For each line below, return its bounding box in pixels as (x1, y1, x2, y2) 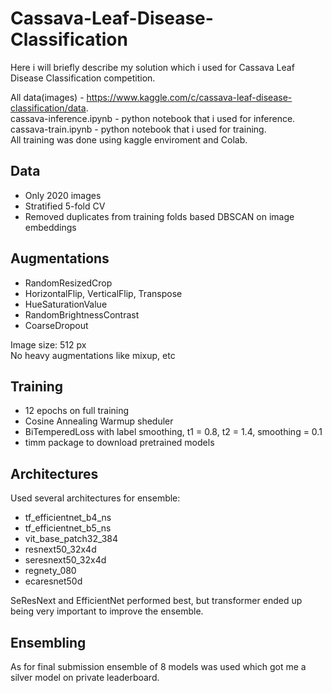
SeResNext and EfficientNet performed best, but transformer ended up (10, 595, 303, 607)
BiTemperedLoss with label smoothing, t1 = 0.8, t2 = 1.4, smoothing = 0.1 (24, 426, 323, 438)
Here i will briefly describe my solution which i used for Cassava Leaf (10, 61, 295, 73)
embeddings (24, 221, 77, 233)
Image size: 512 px (10, 338, 87, 351)
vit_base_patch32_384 (24, 533, 119, 545)
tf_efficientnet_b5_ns (24, 522, 112, 534)
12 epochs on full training (24, 405, 130, 417)
